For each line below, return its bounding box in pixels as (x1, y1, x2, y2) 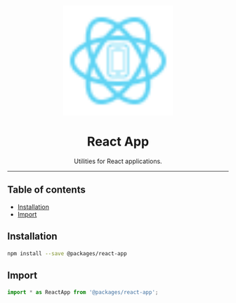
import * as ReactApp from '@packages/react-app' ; (7, 289, 159, 296)
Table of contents (7, 184, 86, 196)
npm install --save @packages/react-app (7, 250, 128, 257)
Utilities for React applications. (73, 157, 163, 165)
